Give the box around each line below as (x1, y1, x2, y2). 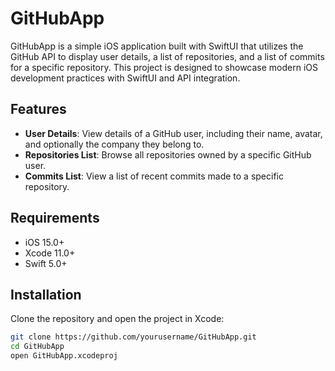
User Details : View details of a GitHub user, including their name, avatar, (24, 127, 323, 139)
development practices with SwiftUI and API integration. (10, 72, 241, 84)
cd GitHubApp (10, 342, 65, 352)
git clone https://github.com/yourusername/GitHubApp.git (10, 332, 257, 342)
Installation (10, 286, 82, 303)
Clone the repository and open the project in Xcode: (10, 313, 225, 325)
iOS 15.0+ (24, 236, 65, 248)
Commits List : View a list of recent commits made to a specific (24, 170, 284, 182)
